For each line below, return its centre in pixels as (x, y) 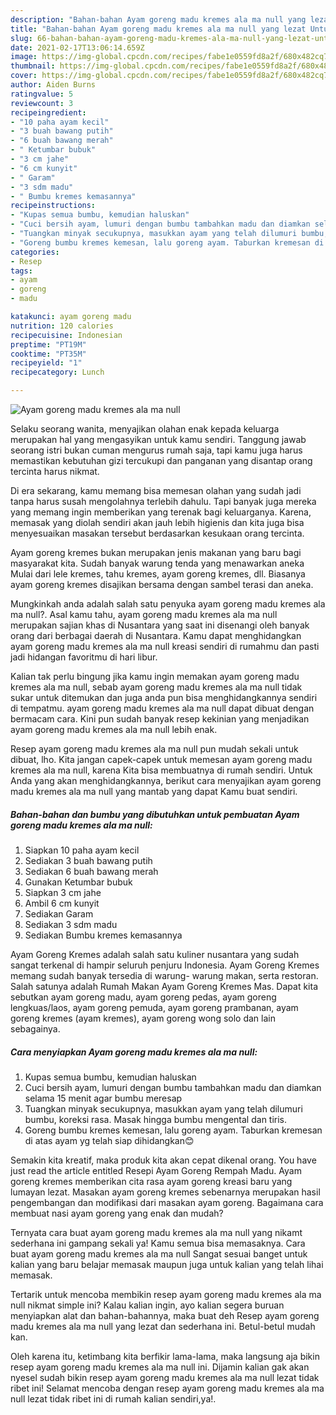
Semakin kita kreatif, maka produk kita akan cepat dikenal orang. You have (163, 1160)
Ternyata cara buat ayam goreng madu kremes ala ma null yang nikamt (156, 1232)
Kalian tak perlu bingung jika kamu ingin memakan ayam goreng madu (155, 676)
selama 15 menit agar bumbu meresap (103, 1098)
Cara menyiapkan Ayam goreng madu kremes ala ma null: (134, 1052)
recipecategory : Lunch (57, 372)
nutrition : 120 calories (62, 326)
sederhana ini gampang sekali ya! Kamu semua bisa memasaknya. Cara (158, 1243)
